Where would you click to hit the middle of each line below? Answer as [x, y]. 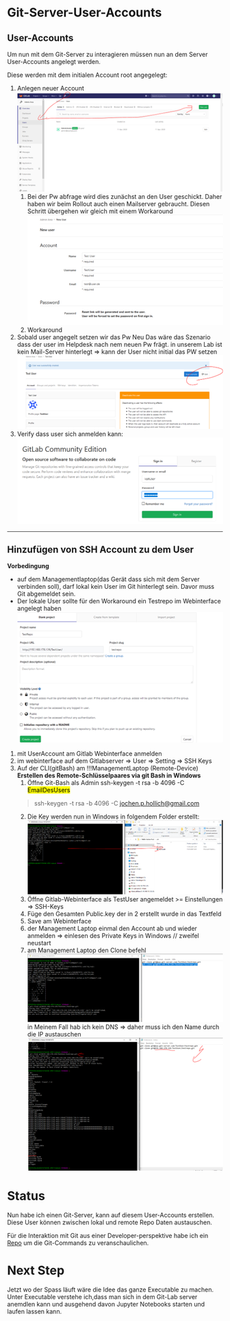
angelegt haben [39, 609]
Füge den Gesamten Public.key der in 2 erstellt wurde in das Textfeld [124, 914]
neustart [39, 943]
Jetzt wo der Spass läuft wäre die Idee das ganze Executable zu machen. [111, 1289]
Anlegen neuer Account [50, 88]
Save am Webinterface [59, 921]
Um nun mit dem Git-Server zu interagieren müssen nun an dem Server [107, 54]
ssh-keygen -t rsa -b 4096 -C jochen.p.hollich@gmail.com [117, 803]
